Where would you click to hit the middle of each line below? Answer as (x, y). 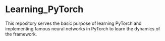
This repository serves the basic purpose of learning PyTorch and (73, 23)
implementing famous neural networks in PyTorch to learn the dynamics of (83, 28)
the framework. (21, 34)
